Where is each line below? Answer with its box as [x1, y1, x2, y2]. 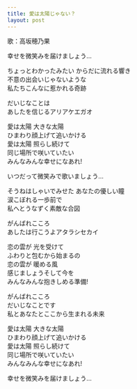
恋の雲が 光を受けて [7, 242, 64, 251]
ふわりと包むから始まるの [7, 251, 81, 259]
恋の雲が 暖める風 [7, 259, 58, 268]
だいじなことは [7, 98, 50, 107]
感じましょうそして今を [7, 268, 74, 277]
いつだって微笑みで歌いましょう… [7, 171, 104, 180]
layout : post [7, 17, 45, 24]
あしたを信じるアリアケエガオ [7, 107, 92, 116]
